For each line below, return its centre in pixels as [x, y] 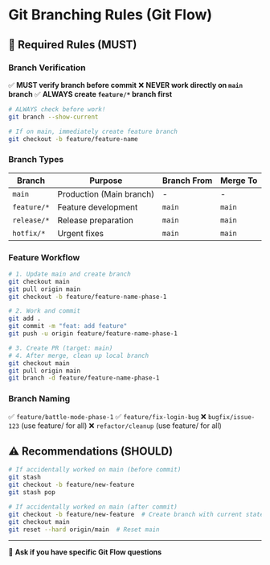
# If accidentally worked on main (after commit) [93, 507]
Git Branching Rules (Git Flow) [110, 15]
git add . [25, 319]
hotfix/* [29, 233]
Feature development [98, 207]
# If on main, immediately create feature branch [93, 131]
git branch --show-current [53, 117]
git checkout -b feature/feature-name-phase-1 [88, 297]
